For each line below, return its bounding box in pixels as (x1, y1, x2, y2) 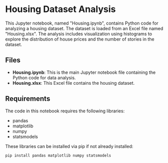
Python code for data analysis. (12, 74, 76, 81)
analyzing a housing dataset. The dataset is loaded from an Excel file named (5, 25, 163, 31)
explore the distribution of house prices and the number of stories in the (5, 36, 154, 42)
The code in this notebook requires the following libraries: (5, 108, 125, 114)
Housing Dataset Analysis (5, 4, 116, 15)
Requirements (5, 94, 50, 103)
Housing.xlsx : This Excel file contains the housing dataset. (12, 80, 135, 86)
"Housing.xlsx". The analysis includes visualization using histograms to (5, 31, 152, 37)
